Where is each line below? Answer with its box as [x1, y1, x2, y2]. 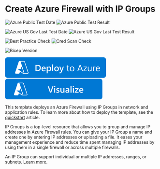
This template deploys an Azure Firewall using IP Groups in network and [5, 104, 148, 110]
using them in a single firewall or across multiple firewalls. [5, 144, 120, 150]
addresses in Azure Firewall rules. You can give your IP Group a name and [5, 129, 152, 135]
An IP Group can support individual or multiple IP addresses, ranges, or [5, 154, 146, 159]
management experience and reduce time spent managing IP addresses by [5, 139, 155, 145]
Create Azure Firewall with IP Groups [5, 3, 156, 15]
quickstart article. [5, 114, 40, 120]
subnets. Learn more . [5, 159, 48, 165]
